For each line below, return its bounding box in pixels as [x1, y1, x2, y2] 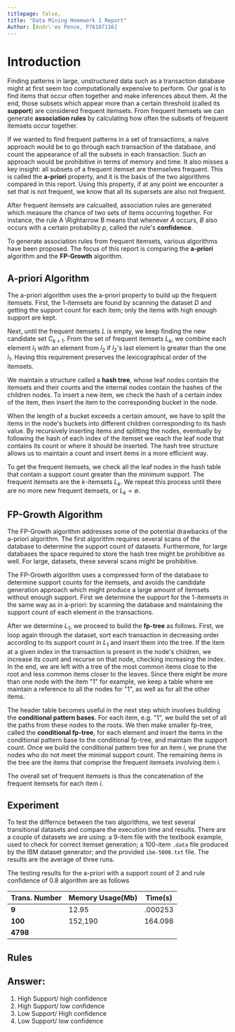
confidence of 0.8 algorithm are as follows [7, 876, 130, 885]
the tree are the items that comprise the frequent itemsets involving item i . [7, 758, 221, 766]
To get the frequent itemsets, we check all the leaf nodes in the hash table [7, 462, 222, 471]
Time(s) [145, 893, 173, 903]
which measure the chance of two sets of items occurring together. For [7, 209, 213, 217]
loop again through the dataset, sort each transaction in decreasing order [7, 630, 220, 639]
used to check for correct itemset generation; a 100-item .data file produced [7, 840, 229, 849]
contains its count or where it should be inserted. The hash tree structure [7, 441, 219, 450]
